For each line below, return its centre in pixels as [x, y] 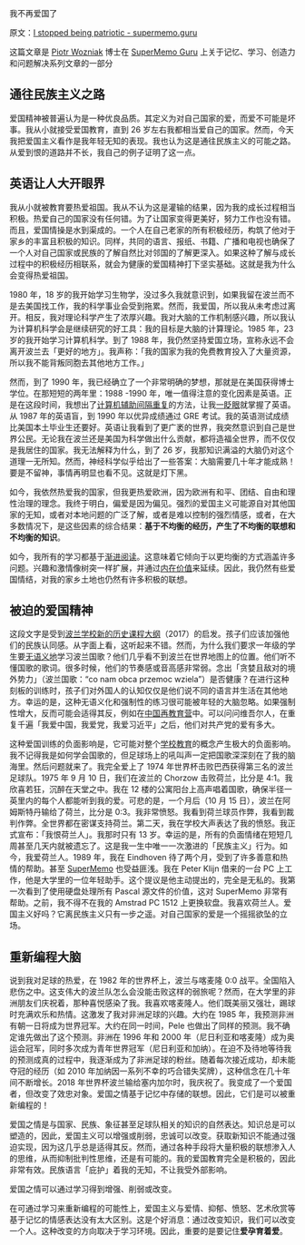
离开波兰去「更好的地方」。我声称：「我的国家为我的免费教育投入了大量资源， [152, 351]
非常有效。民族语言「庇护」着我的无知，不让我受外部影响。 [121, 1170]
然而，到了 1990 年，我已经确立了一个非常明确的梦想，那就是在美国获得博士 [152, 382]
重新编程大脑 [45, 957]
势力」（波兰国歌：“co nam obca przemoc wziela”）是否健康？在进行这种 [153, 680]
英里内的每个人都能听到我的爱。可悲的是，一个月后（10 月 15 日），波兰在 [146, 800]
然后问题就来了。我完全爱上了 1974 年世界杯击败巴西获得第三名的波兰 [163, 767]
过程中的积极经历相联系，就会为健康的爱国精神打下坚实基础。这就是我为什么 [152, 264]
